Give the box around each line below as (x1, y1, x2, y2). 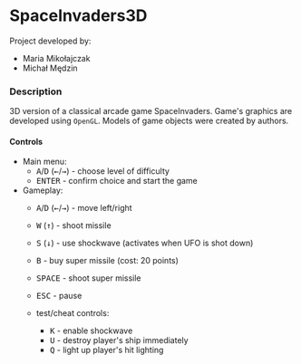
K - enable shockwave (49, 325, 133, 336)
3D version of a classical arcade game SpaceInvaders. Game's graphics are (9, 106, 293, 117)
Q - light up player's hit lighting (49, 345, 164, 356)
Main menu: (22, 156, 67, 168)
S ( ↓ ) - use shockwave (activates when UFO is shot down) (35, 237, 254, 249)
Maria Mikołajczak (22, 53, 91, 63)
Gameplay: (22, 185, 63, 196)
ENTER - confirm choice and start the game (35, 176, 198, 187)
